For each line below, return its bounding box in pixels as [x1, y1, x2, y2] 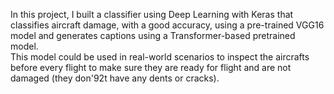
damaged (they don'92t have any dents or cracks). [10, 72, 220, 84]
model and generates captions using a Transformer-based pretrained [10, 30, 296, 41]
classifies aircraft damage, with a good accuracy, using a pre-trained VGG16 [10, 19, 325, 31]
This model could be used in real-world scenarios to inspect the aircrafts [10, 51, 310, 63]
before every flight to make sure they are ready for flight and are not [10, 62, 292, 73]
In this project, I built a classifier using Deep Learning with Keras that [10, 9, 294, 20]
